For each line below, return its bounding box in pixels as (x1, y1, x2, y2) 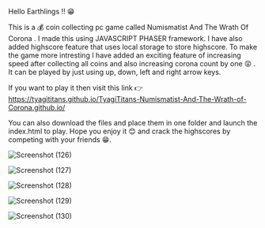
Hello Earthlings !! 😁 (8, 7, 75, 16)
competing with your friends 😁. (8, 135, 112, 144)
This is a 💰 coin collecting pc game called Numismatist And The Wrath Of (8, 23, 249, 32)
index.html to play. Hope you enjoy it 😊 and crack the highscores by (8, 126, 231, 136)
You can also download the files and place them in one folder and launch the (8, 118, 258, 127)
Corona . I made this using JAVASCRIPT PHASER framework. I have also (8, 34, 243, 43)
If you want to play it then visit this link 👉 (8, 83, 144, 92)
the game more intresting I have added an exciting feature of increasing (8, 50, 241, 60)
